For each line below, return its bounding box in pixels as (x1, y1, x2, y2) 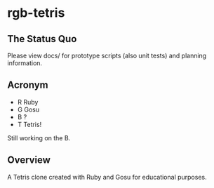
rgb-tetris (7, 5, 65, 21)
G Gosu (17, 105, 40, 114)
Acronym (7, 79, 48, 91)
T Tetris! (17, 120, 42, 128)
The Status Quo (7, 33, 77, 45)
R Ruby (17, 98, 39, 106)
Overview (7, 154, 51, 166)
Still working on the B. (7, 133, 71, 142)
